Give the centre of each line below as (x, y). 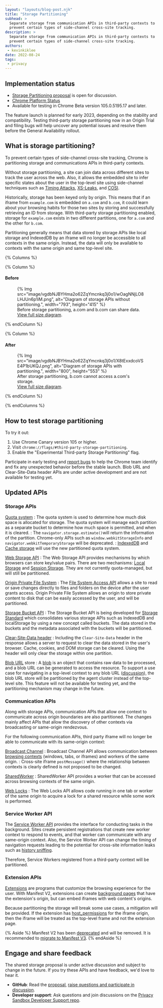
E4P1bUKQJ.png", (35, 366)
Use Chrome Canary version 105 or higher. (55, 442)
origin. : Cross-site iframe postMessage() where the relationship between (77, 761)
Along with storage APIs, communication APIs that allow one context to (76, 711)
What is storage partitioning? (50, 146)
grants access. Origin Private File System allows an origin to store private (78, 593)
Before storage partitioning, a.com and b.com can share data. (79, 309)
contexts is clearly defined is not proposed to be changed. (64, 766)
